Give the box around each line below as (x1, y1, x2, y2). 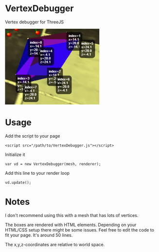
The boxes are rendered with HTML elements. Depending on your (5, 222, 137, 228)
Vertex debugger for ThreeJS (5, 19, 64, 25)
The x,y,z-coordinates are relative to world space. (5, 241, 105, 247)
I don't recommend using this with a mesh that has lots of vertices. (5, 212, 139, 218)
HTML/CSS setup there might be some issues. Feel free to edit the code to (5, 227, 155, 233)
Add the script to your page (5, 133, 60, 139)
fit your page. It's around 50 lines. (5, 232, 73, 238)
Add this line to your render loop (5, 170, 70, 176)
